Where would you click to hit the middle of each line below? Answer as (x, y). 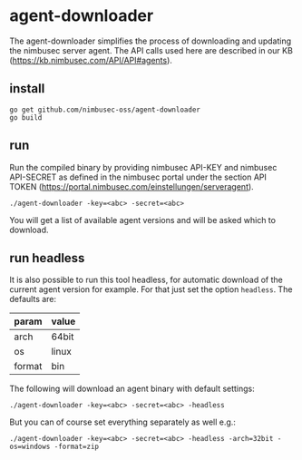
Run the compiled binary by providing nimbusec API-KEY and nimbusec (143, 167)
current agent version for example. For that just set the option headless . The (151, 289)
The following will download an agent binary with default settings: (132, 389)
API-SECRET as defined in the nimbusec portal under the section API (138, 177)
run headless (47, 258)
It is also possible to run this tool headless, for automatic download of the (146, 280)
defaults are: (33, 299)
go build (26, 117)
